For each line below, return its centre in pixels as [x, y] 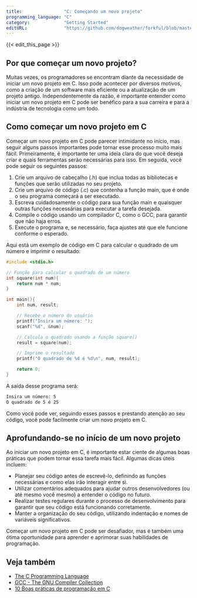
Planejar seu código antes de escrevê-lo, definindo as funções [90, 476]
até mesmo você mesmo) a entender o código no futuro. [83, 495]
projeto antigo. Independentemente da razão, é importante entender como [96, 96]
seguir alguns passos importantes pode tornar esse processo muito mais [94, 147]
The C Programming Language [52, 576]
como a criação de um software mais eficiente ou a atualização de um [91, 90]
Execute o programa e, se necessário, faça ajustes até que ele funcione [101, 227]
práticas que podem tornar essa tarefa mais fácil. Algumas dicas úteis [90, 458]
